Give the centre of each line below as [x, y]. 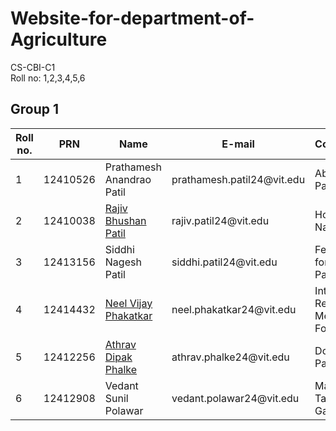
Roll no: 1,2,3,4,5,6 [48, 78]
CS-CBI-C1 [33, 67]
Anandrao [128, 179]
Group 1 [35, 109]
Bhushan [125, 220]
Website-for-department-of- [132, 18]
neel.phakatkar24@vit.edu [234, 309]
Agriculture [59, 39]
